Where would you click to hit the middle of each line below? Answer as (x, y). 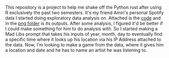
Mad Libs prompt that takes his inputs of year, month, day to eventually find (84, 34)
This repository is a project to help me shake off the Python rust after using (83, 7)
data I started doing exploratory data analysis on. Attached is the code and (83, 18)
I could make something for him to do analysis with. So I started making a (81, 29)
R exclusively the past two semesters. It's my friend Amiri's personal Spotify (85, 13)
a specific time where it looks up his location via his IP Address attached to (83, 39)
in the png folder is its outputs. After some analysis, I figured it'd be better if (84, 23)
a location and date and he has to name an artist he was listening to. (76, 50)
